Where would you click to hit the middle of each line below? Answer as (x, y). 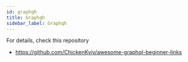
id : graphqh (21, 12)
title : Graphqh (26, 18)
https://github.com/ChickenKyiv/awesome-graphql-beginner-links (99, 52)
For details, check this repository (48, 41)
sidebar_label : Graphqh (37, 23)
